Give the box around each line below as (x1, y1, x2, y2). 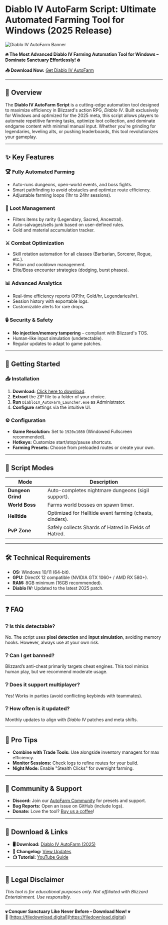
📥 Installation (5, 375, 40, 382)
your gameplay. (5, 134, 37, 140)
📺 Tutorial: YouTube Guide (12, 854, 69, 860)
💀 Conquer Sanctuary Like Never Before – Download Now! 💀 (5, 908, 130, 914)
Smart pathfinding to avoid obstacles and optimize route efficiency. (12, 187, 151, 193)
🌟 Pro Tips (5, 736, 37, 744)
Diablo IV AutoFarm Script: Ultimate (5, 4, 156, 15)
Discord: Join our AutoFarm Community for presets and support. (12, 797, 146, 804)
